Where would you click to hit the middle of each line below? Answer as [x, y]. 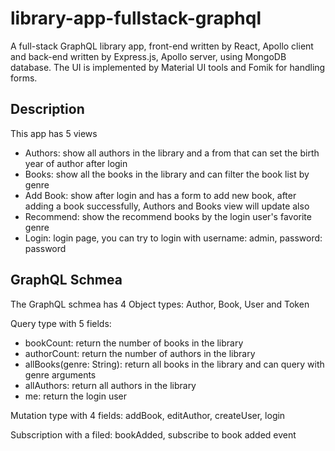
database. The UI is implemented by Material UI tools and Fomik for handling [168, 67]
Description [47, 109]
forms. [24, 78]
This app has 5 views [54, 133]
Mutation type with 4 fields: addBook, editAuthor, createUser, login [148, 415]
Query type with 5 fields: [61, 323]
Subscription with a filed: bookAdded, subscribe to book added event [153, 434]
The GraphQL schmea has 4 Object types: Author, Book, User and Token [160, 304]
